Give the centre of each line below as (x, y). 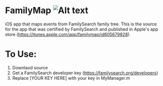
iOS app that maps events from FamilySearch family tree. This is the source (81, 24)
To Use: (21, 54)
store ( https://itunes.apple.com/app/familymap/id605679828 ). (68, 34)
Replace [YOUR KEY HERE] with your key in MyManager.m (71, 78)
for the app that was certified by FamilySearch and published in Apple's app (81, 29)
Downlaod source (30, 67)
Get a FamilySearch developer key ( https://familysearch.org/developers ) (85, 73)
